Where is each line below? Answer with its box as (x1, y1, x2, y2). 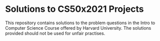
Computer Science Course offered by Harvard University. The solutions (5, 25, 152, 31)
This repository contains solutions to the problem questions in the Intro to (5, 20, 156, 26)
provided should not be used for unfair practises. (5, 30, 105, 36)
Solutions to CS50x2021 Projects (5, 3, 144, 15)
